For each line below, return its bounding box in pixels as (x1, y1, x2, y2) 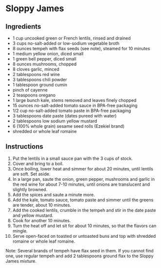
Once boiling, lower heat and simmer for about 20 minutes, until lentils (12, 166, 154, 172)
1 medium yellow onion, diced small (12, 51, 84, 57)
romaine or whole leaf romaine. (12, 238, 75, 244)
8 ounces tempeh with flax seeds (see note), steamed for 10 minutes (12, 46, 150, 51)
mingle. (12, 228, 28, 234)
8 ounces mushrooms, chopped (12, 61, 77, 67)
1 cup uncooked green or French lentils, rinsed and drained (12, 35, 131, 41)
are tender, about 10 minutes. (12, 202, 72, 208)
